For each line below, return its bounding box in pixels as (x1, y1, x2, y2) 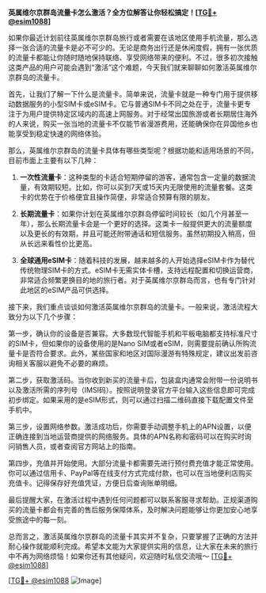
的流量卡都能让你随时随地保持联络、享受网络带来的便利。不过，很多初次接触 (8, 53, 258, 62)
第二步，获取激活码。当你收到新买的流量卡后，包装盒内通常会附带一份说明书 (8, 375, 258, 385)
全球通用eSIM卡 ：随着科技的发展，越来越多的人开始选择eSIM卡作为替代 (19, 256, 255, 264)
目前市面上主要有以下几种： (8, 156, 99, 165)
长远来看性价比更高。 (26, 239, 97, 248)
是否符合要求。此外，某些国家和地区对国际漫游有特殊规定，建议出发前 (21, 348, 251, 358)
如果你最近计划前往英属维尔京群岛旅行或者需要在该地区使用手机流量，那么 (8, 33, 251, 42)
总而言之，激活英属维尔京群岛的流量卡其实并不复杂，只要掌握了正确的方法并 (8, 532, 258, 541)
